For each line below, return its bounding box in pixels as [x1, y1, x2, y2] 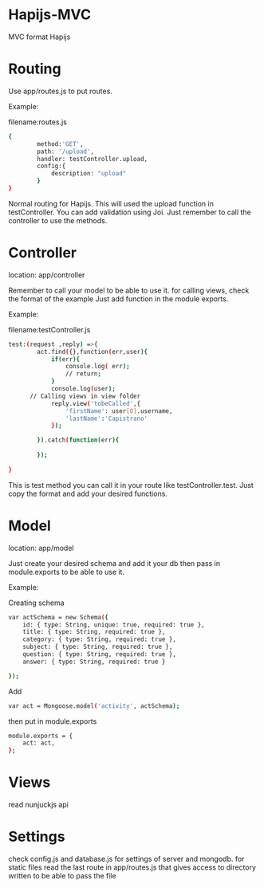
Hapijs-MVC [8, 6, 92, 24]
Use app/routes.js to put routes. [8, 86, 113, 96]
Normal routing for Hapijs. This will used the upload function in [8, 198, 214, 208]
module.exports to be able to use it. [8, 567, 125, 576]
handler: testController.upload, [37, 155, 148, 163]
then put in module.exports [8, 716, 97, 726]
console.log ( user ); [50, 385, 116, 393]
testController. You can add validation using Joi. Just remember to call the [8, 207, 251, 217]
